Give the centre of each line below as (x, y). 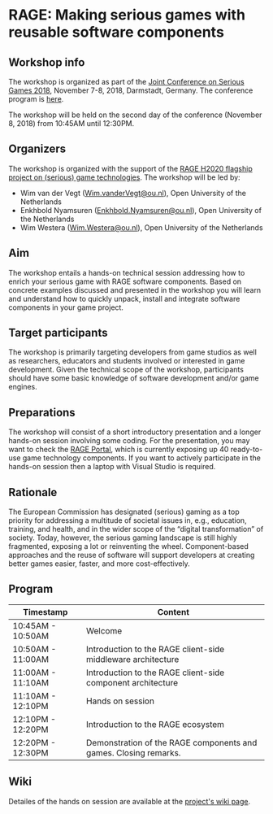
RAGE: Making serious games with (127, 15)
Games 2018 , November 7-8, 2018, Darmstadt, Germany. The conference (131, 90)
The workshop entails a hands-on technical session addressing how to (127, 272)
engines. (23, 387)
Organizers (37, 149)
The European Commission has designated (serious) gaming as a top (124, 512)
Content (173, 612)
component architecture (132, 682)
